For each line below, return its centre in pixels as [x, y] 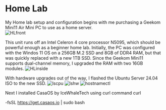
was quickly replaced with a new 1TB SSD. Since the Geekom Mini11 [74, 58]
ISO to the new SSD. [26, 83]
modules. [15, 68]
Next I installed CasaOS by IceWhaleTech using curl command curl [73, 93]
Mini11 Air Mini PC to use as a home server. [49, 27]
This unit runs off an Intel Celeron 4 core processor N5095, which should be [83, 42]
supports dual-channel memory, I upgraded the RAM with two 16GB [74, 63]
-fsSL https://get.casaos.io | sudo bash [45, 102]
